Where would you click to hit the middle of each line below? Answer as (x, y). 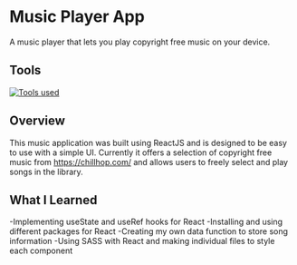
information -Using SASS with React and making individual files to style (142, 241)
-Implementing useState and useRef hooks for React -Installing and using (146, 222)
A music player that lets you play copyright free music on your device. (140, 42)
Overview (38, 121)
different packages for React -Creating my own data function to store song (148, 231)
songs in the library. (46, 172)
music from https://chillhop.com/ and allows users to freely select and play (148, 162)
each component (41, 250)
